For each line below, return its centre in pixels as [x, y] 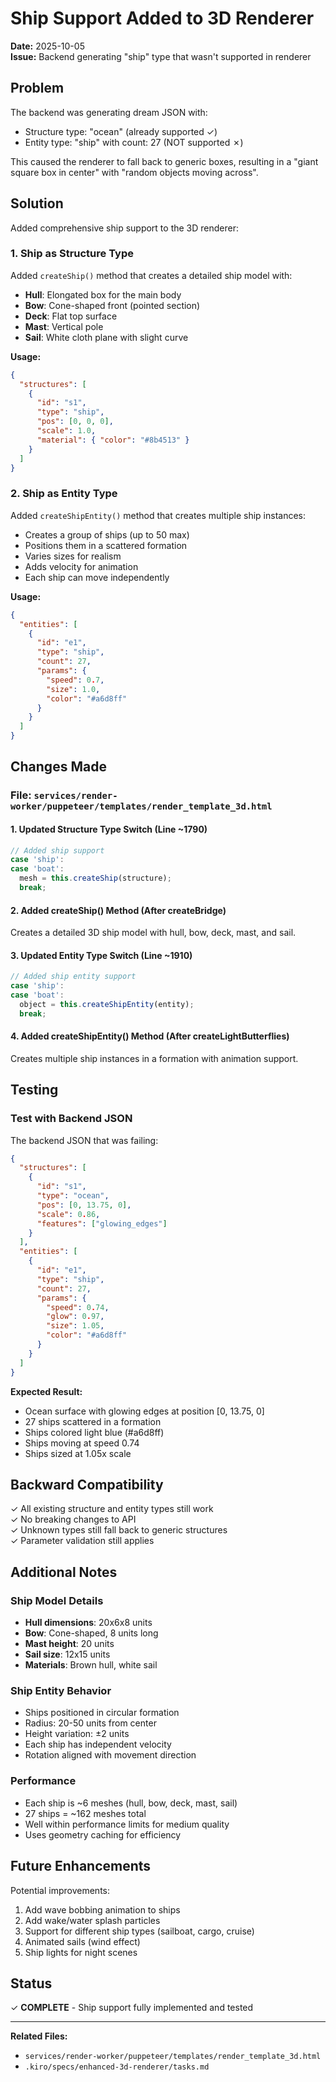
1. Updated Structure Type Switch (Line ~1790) [109, 829]
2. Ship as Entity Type [64, 494]
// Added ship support [57, 850]
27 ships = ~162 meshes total [85, 1813]
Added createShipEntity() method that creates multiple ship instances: [158, 515]
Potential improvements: [60, 1890]
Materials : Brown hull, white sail [91, 1665]
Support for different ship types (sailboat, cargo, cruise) [139, 1931]
